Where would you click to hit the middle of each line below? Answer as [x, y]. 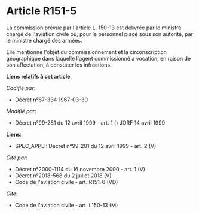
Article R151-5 [42, 11]
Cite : [12, 194]
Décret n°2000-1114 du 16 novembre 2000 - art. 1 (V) [80, 169]
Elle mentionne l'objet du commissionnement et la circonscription [87, 52]
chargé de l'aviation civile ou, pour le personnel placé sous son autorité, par [99, 34]
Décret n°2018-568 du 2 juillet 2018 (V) [63, 176]
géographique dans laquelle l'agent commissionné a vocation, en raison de [99, 58]
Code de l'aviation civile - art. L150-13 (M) [66, 205]
